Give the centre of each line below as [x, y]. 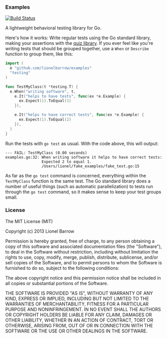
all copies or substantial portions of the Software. [57, 283]
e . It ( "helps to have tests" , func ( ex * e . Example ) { [70, 96]
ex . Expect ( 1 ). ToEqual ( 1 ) [45, 101]
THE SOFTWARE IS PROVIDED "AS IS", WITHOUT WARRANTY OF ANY [79, 293]
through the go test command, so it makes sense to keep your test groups [83, 192]
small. [11, 197]
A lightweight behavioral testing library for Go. [53, 28]
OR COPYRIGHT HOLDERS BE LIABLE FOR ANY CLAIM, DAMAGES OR [79, 315]
